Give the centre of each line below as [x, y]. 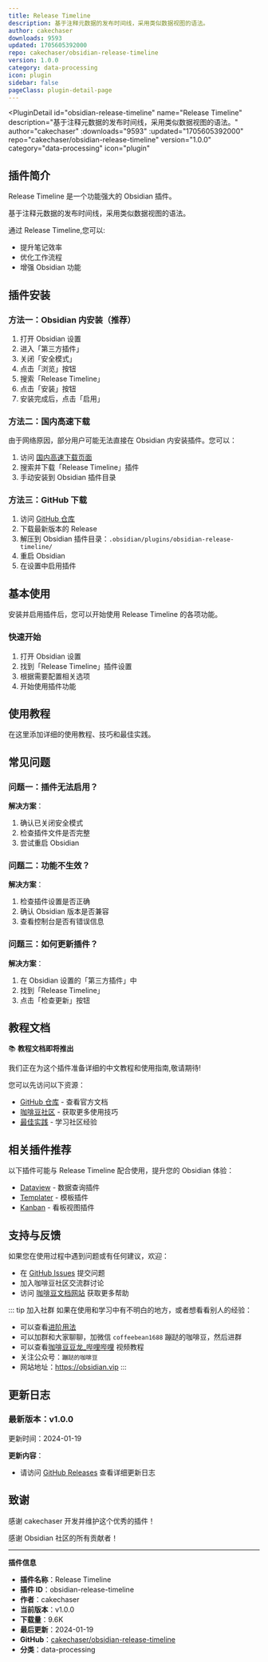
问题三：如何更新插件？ [53, 944]
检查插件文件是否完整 [55, 833]
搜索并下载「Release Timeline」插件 [79, 467]
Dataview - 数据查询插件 [60, 1187]
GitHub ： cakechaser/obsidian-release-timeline [97, 1639]
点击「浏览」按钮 [48, 368]
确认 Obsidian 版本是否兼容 [64, 911]
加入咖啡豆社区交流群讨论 [62, 1283]
